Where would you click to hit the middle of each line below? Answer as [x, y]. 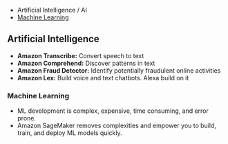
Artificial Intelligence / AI [52, 10]
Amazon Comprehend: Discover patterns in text [86, 63]
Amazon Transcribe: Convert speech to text [80, 55]
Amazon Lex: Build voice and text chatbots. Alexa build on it [103, 78]
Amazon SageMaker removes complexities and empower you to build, [116, 126]
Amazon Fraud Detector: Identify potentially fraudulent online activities [119, 70]
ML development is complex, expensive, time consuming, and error [113, 111]
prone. [27, 118]
